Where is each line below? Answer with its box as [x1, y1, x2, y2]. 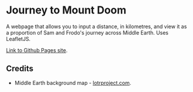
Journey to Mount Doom [6, 4, 127, 17]
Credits [6, 64, 34, 74]
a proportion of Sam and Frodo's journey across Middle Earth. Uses [6, 29, 168, 36]
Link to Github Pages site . [6, 46, 68, 53]
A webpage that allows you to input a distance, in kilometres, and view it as [6, 23, 187, 30]
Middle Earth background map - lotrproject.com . [14, 79, 132, 86]
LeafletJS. [6, 35, 31, 42]
